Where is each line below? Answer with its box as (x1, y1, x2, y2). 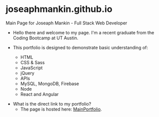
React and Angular (20, 91, 59, 97)
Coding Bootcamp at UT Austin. (12, 35, 78, 41)
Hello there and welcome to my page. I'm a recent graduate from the (12, 29, 154, 35)
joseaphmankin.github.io (5, 3, 112, 15)
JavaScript (20, 65, 43, 71)
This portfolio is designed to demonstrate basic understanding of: (12, 44, 148, 50)
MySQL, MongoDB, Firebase (20, 81, 79, 87)
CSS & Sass (20, 59, 45, 65)
